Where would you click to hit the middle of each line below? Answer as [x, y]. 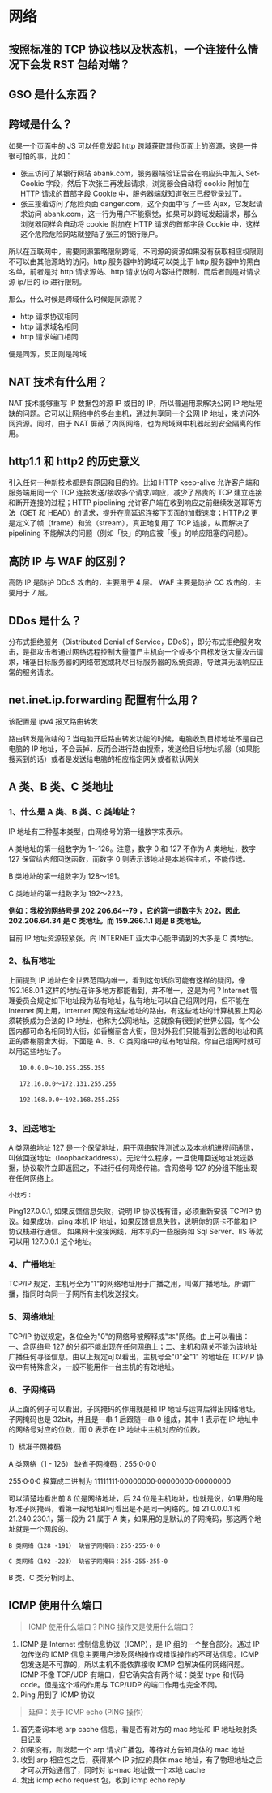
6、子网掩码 [32, 1389]
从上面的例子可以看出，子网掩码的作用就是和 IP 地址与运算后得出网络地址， [134, 1409]
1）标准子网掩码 [35, 1447]
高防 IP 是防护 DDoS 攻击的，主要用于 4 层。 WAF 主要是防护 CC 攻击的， [132, 582]
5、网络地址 [32, 1317]
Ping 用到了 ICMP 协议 [57, 1695]
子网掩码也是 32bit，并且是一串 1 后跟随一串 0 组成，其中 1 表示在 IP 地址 [130, 1419]
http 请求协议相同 [49, 316]
